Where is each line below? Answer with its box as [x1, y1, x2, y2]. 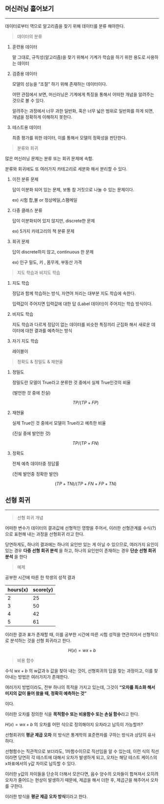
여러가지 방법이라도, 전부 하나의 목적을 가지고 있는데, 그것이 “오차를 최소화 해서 [5, 684, 155, 690]
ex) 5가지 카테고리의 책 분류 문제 [12, 228, 75, 234]
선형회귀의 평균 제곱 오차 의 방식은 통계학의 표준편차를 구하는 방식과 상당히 [5, 732, 147, 738]
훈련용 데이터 [12, 43, 38, 50]
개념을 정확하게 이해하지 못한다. [12, 114, 72, 120]
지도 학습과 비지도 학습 [17, 269, 61, 275]
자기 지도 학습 [12, 338, 39, 344]
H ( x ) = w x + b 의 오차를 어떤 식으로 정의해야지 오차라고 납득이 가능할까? [5, 722, 143, 727]
